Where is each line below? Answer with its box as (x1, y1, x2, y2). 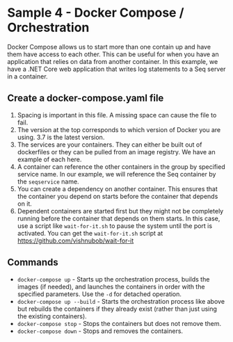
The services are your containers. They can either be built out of (17, 140, 202, 149)
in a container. (7, 72, 48, 81)
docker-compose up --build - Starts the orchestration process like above (17, 297, 225, 305)
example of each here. (17, 155, 82, 163)
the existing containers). (17, 311, 87, 320)
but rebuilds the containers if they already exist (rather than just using (17, 304, 218, 313)
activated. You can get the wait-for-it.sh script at (17, 229, 163, 237)
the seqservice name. (17, 177, 79, 186)
